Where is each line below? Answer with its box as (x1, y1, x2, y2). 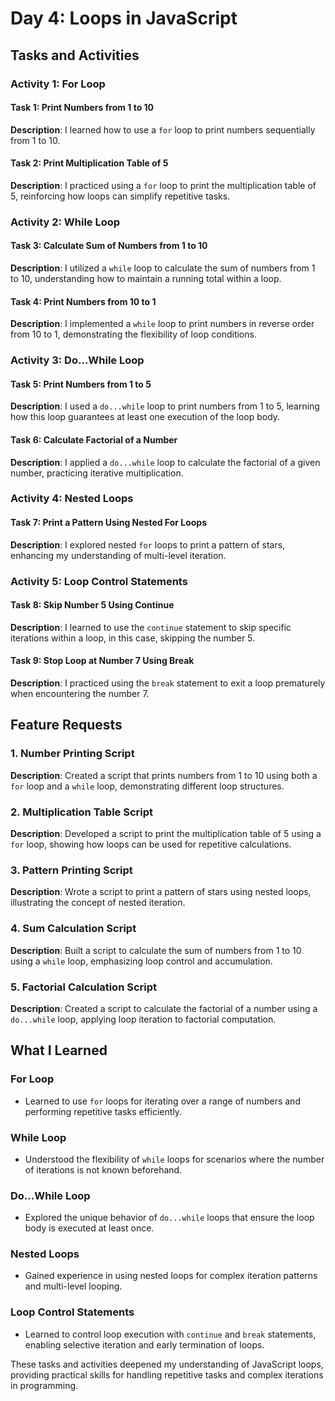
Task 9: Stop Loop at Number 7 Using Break (10, 655, 195, 667)
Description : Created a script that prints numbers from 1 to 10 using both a (10, 769, 318, 781)
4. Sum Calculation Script (10, 922, 137, 936)
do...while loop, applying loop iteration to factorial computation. (10, 1013, 277, 1025)
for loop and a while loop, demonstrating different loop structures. (10, 780, 285, 792)
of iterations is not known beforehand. (24, 1163, 183, 1176)
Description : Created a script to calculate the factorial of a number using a (10, 1002, 318, 1014)
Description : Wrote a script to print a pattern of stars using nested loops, (10, 886, 312, 898)
